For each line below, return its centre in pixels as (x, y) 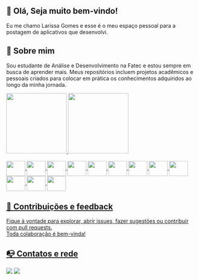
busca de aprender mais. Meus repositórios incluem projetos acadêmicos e (100, 72)
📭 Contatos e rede (42, 254)
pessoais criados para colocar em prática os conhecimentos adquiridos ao (99, 78)
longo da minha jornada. (36, 84)
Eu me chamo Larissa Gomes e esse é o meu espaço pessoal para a (91, 25)
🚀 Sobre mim (31, 51)
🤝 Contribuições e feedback (60, 207)
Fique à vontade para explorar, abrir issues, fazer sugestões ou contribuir (97, 221)
